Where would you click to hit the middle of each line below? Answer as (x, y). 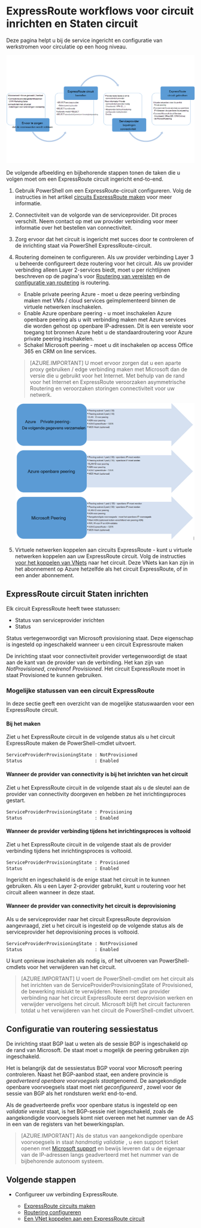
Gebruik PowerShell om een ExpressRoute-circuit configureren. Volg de (103, 190)
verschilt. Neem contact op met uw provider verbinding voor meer (96, 221)
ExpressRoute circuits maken (60, 1206)
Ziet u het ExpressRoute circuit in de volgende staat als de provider (89, 844)
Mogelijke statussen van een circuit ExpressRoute (80, 690)
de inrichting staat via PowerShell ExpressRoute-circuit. (83, 245)
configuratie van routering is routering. (63, 282)
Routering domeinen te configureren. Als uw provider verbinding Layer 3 (104, 257)
